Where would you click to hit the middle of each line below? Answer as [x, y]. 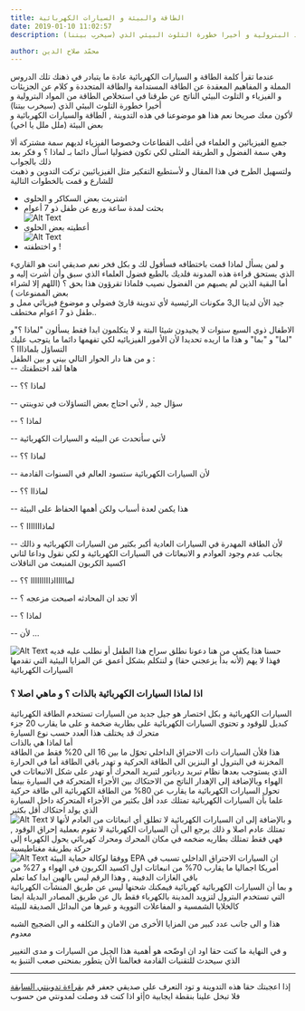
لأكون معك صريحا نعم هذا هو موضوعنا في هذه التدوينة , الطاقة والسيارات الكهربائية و [152, 115]
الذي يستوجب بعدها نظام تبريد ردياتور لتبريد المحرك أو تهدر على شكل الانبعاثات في [149, 771]
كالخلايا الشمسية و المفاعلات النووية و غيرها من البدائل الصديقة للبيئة [125, 906]
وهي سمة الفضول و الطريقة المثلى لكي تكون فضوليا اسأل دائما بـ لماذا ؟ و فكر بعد [148, 152]
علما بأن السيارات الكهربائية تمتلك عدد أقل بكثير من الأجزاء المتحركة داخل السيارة [147, 800]
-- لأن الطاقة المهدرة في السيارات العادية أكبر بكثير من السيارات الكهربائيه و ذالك [147, 544]
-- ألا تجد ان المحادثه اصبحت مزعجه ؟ [74, 598]
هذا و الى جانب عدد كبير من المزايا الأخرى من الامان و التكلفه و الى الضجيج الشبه [145, 923]
